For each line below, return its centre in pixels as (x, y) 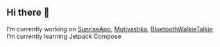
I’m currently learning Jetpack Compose (64, 36)
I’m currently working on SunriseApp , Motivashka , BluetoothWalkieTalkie (110, 29)
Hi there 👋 (28, 13)
